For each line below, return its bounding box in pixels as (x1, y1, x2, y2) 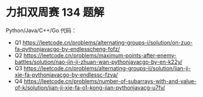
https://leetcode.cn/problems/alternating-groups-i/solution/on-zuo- (23, 39, 193, 46)
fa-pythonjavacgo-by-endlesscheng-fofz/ (14, 45, 120, 52)
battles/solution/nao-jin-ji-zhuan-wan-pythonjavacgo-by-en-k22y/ (14, 58, 183, 65)
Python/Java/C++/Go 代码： (5, 27, 77, 34)
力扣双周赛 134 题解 (5, 5, 105, 19)
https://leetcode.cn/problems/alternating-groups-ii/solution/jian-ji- (23, 64, 191, 72)
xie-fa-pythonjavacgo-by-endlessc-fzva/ (14, 71, 118, 78)
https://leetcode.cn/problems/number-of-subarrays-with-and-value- (23, 77, 197, 85)
